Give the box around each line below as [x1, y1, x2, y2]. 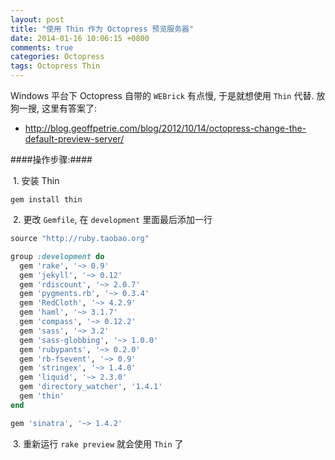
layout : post [10, 14, 65, 25]
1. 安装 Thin [12, 175, 60, 186]
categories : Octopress [10, 52, 105, 62]
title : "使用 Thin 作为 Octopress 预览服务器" [10, 24, 195, 34]
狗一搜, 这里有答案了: [10, 102, 98, 114]
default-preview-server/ [24, 133, 125, 145]
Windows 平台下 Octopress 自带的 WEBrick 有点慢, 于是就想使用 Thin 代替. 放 [10, 90, 326, 101]
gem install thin [10, 195, 83, 205]
